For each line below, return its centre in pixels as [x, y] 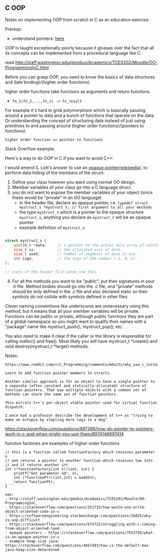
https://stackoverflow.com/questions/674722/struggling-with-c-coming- [83, 524]
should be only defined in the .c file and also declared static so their [80, 291]
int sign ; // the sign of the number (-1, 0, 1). [76, 259]
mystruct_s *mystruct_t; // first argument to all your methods [86, 207]
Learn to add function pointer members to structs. [58, 373]
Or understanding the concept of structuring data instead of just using [75, 120]
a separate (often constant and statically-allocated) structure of [76, 386]
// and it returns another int [37, 465]
